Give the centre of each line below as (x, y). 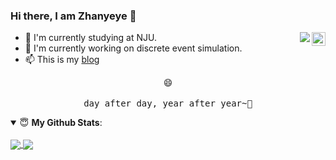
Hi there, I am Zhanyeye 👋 (73, 16)
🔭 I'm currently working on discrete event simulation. (133, 48)
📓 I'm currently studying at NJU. (91, 38)
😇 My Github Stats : (61, 123)
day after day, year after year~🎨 (168, 103)
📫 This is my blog (62, 60)
